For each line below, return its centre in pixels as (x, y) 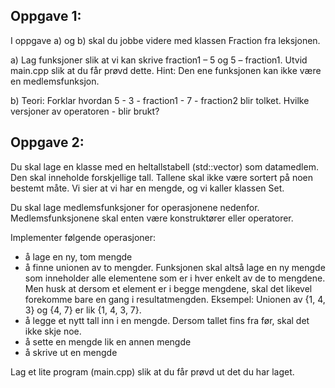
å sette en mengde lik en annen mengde (108, 341)
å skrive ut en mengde (71, 352)
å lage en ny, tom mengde (78, 256)
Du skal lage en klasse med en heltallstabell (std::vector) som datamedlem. (164, 166)
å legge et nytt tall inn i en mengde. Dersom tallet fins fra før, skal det (167, 320)
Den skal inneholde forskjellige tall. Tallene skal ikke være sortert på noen (162, 177)
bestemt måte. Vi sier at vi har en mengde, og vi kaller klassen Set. (147, 188)
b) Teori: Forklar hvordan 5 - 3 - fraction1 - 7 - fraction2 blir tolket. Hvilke (160, 100)
